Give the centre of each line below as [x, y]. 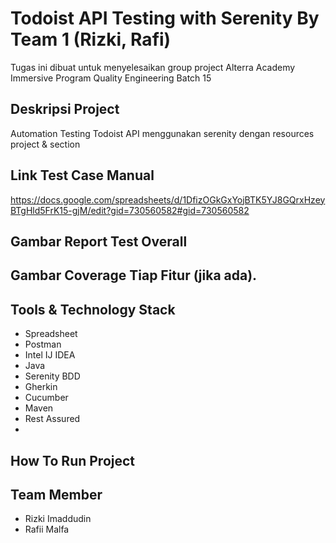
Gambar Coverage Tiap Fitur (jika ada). [134, 275]
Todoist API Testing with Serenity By [165, 18]
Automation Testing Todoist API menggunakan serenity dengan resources [162, 133]
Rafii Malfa [47, 529]
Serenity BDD [52, 376]
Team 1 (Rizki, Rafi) [91, 39]
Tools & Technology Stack [93, 309]
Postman [43, 344]
